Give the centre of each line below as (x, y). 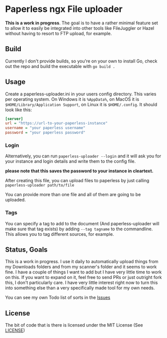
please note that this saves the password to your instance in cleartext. (79, 171)
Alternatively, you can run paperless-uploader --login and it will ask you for (83, 156)
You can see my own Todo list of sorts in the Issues (58, 298)
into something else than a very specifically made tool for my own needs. (80, 288)
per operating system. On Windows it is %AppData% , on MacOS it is (72, 99)
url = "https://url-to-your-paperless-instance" (56, 123)
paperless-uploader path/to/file (40, 185)
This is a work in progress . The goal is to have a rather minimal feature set (82, 23)
